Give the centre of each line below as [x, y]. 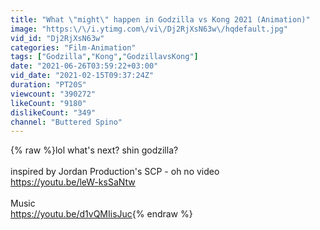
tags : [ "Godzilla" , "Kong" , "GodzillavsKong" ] [104, 57]
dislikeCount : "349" [53, 112]
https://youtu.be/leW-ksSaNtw [73, 182]
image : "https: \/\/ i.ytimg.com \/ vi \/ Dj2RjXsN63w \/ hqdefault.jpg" [149, 29]
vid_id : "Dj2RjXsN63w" [57, 38]
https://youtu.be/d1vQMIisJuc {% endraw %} [101, 214]
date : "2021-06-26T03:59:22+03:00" [84, 66]
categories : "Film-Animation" [73, 47]
